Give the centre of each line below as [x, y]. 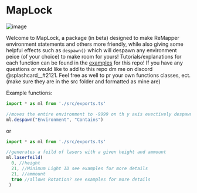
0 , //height [26, 163]
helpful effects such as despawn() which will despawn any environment [91, 50]
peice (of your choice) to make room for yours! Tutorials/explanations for [94, 56]
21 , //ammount [28, 174]
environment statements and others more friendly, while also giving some [95, 44]
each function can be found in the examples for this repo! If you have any [95, 63]
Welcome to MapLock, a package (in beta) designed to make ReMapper [93, 38]
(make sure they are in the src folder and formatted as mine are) [83, 81]
